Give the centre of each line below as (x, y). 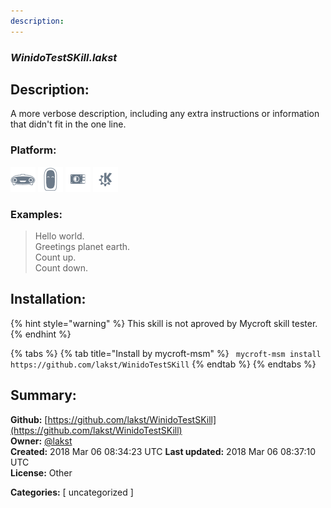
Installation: (48, 299)
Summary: (43, 395)
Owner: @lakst (41, 441)
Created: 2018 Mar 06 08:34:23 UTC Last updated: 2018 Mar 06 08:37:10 (163, 451)
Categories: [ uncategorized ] (72, 492)
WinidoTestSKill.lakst (64, 57)
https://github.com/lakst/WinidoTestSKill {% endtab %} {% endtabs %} (163, 364)
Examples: (36, 214)
